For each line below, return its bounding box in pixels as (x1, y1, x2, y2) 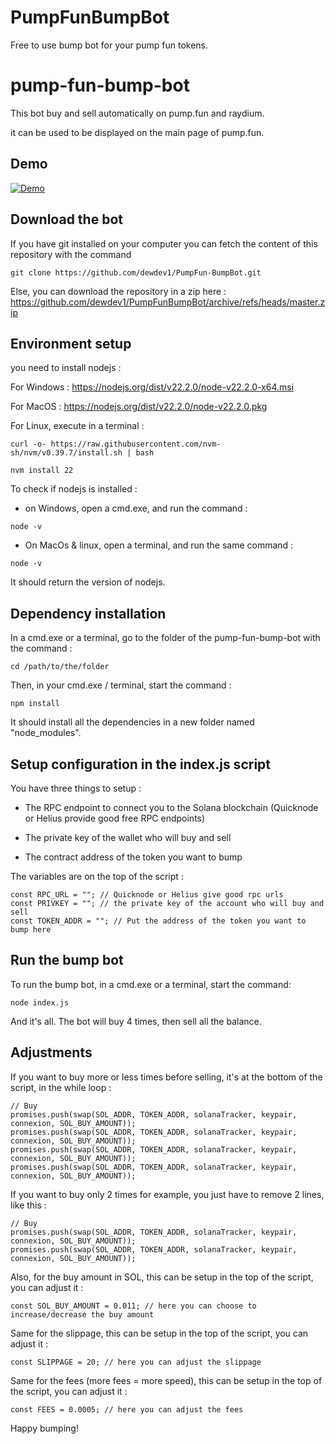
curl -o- (10, 439, 47, 450)
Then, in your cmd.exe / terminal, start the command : (10, 679, 232, 691)
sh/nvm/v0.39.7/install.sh (10, 448, 123, 458)
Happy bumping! (10, 1422, 79, 1434)
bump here (10, 924, 52, 935)
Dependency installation (10, 605, 167, 622)
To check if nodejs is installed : (10, 483, 138, 495)
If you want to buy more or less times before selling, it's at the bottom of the (10, 1071, 323, 1083)
